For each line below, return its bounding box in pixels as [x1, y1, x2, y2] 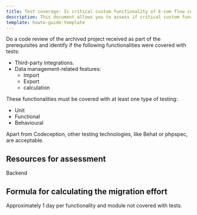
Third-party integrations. [14, 59, 74, 66]
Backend [6, 169, 28, 176]
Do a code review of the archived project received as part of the [6, 36, 161, 43]
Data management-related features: [14, 66, 101, 73]
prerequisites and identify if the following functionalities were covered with [6, 42, 186, 49]
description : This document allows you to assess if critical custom [6, 14, 180, 20]
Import [23, 71, 40, 79]
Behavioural [14, 120, 44, 127]
